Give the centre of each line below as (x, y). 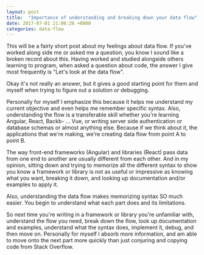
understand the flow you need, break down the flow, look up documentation (101, 221)
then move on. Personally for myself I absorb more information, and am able (102, 234)
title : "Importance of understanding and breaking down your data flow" (102, 18)
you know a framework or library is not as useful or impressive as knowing (100, 172)
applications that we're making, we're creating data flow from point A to (96, 134)
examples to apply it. (33, 185)
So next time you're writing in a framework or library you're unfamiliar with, (100, 215)
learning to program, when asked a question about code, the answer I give (100, 66)
